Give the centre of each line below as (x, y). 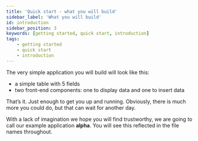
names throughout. (29, 132)
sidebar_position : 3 (32, 28)
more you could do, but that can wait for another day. (71, 107)
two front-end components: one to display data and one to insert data (100, 90)
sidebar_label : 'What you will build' (54, 17)
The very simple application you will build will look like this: (78, 72)
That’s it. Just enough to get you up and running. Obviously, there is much (96, 101)
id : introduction (27, 22)
